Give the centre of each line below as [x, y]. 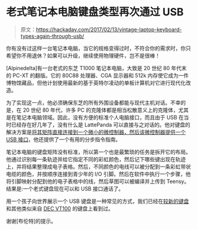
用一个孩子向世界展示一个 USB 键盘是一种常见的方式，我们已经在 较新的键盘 [98, 201]
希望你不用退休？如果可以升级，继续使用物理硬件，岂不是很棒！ [83, 55]
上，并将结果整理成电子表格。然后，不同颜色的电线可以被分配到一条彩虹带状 [98, 166]
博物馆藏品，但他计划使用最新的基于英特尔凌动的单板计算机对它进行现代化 [96, 82]
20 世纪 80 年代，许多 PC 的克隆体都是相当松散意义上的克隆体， [101, 110]
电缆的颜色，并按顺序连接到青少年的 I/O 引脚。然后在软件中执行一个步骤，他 [98, 174]
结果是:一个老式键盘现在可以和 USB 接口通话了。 [65, 188]
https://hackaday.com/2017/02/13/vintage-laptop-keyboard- [109, 29]
